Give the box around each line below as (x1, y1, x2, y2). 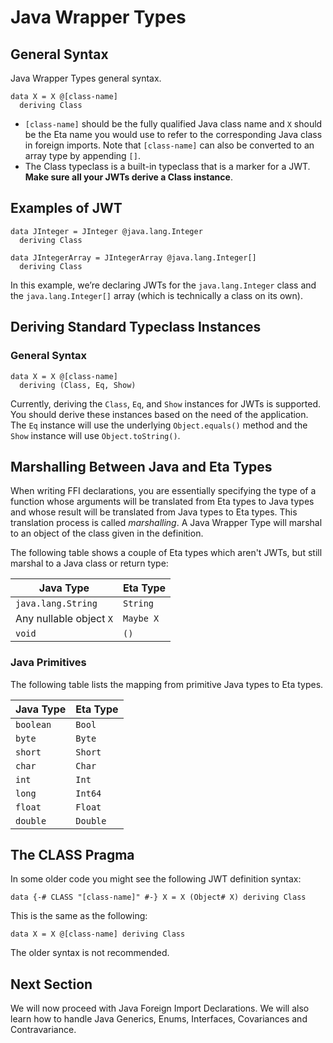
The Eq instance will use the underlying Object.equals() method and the (10, 419, 308, 431)
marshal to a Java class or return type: (10, 557, 169, 570)
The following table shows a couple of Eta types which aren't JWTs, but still (10, 547, 323, 559)
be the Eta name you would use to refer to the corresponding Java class (24, 129, 323, 140)
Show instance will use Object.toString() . (10, 429, 181, 441)
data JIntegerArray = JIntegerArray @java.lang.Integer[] (10, 252, 257, 263)
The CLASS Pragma (10, 847, 135, 863)
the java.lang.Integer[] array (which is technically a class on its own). (10, 289, 303, 301)
